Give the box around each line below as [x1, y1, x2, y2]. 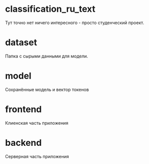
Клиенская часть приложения [5, 120, 69, 126]
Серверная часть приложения [5, 153, 69, 159]
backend [5, 137, 42, 148]
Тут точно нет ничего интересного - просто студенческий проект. [5, 20, 145, 26]
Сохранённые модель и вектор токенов [5, 86, 89, 92]
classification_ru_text [5, 3, 96, 15]
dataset [5, 37, 37, 48]
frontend [5, 104, 42, 115]
